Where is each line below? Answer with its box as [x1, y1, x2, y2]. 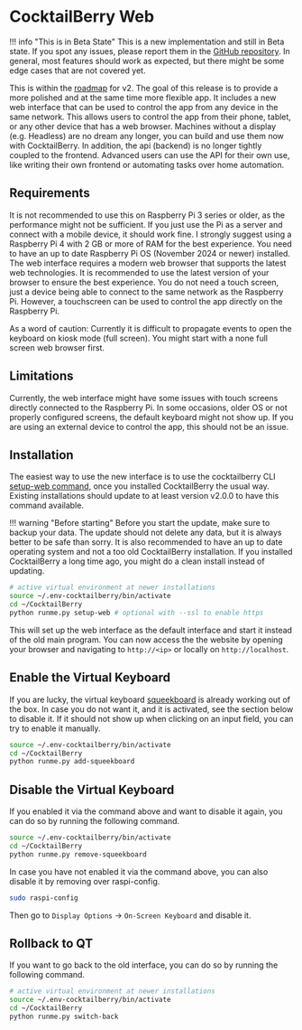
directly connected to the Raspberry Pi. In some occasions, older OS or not [9, 402, 288, 413]
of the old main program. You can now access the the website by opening [9, 634, 284, 645]
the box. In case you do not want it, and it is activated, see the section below [9, 703, 294, 715]
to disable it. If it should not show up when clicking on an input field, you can [9, 713, 294, 724]
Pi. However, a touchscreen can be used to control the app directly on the [9, 295, 283, 306]
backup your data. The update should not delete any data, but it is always [9, 527, 282, 538]
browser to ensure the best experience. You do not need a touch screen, [9, 276, 279, 287]
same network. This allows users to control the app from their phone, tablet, [9, 111, 291, 122]
